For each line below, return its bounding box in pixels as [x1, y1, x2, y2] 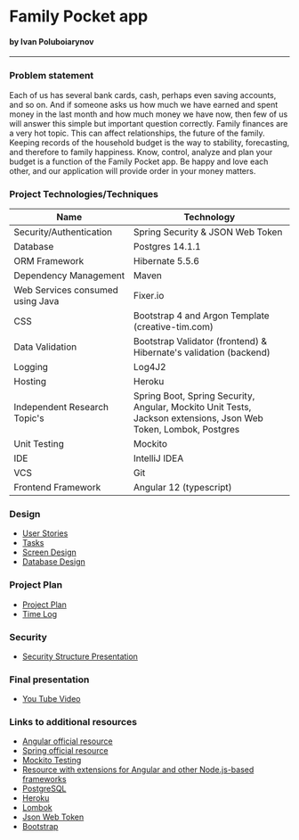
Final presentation [9, 673, 90, 686]
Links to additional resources [9, 716, 138, 729]
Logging [13, 360, 49, 373]
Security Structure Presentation [21, 651, 138, 662]
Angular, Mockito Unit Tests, [133, 400, 252, 413]
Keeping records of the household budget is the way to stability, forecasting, [9, 136, 290, 148]
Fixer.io [133, 289, 165, 301]
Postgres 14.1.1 [133, 240, 202, 252]
